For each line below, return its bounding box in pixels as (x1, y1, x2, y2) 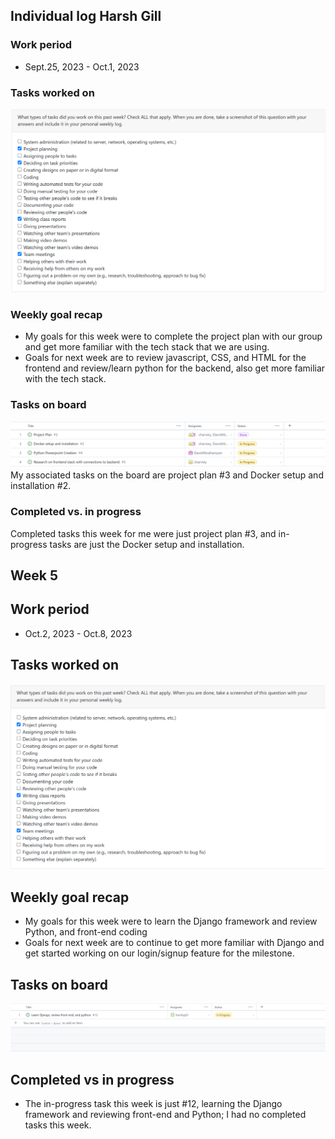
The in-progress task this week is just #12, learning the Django (24, 1098, 283, 1110)
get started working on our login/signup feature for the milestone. (24, 947, 295, 959)
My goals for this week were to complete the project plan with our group (24, 330, 323, 343)
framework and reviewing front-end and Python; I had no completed (24, 1109, 307, 1121)
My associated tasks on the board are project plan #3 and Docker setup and (10, 469, 324, 481)
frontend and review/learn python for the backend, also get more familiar (24, 362, 326, 374)
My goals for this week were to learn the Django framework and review (24, 915, 318, 928)
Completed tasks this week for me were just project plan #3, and (10, 527, 277, 539)
